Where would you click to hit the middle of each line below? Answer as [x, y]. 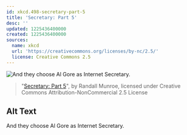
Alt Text [21, 112]
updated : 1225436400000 [36, 29]
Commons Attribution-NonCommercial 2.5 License [84, 92]
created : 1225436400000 [36, 35]
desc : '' [17, 23]
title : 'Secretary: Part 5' [42, 18]
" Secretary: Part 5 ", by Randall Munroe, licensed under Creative [101, 86]
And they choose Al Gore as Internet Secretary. [65, 126]
